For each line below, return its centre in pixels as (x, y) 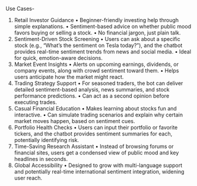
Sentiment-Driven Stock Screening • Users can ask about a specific (97, 39)
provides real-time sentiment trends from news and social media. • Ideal (102, 52)
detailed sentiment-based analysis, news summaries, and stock (92, 89)
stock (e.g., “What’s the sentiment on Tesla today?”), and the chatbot (98, 45)
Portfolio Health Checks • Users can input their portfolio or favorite (96, 127)
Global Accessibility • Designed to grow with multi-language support (98, 165)
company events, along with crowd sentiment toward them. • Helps (96, 70)
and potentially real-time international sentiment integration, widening (99, 171)
